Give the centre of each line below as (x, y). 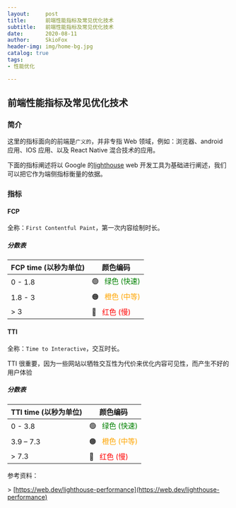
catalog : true (28, 54)
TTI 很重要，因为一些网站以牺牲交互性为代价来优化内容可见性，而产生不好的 (118, 363)
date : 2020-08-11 (42, 34)
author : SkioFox (38, 40)
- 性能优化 (21, 66)
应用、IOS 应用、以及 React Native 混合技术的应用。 (83, 150)
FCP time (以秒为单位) (48, 267)
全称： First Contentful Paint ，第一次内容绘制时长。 (85, 228)
